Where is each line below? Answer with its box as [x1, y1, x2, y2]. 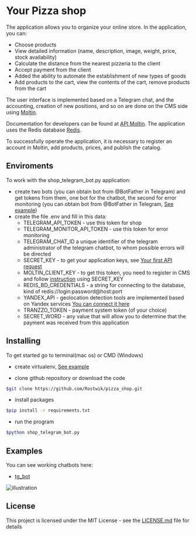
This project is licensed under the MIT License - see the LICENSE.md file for [6, 517, 190, 524]
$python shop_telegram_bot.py [6, 430, 80, 436]
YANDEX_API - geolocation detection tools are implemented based [23, 294, 184, 301]
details [6, 523, 22, 530]
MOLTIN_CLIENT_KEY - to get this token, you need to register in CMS [23, 269, 190, 276]
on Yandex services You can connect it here [23, 300, 130, 307]
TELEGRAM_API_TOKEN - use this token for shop [23, 219, 142, 226]
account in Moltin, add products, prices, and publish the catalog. [6, 144, 162, 151]
